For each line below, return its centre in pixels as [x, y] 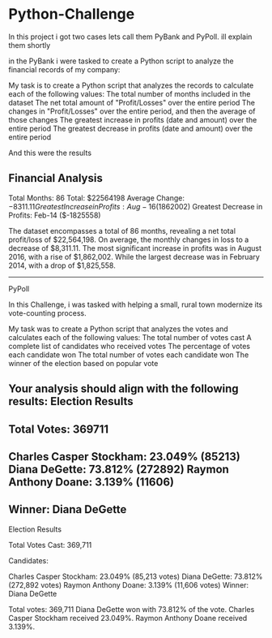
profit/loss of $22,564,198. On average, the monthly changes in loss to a [129, 239]
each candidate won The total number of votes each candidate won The [129, 355]
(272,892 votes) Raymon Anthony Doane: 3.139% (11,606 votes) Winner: [129, 584]
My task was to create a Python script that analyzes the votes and [118, 329]
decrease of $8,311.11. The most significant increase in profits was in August [135, 248]
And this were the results [50, 153]
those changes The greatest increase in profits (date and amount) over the [133, 119]
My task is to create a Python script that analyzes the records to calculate [131, 85]
